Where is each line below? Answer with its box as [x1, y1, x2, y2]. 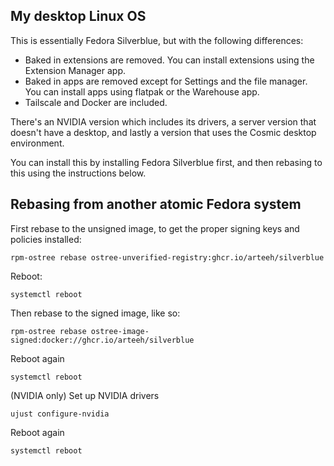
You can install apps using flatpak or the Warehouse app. [24, 85, 260, 98]
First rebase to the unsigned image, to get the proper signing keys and [10, 222, 300, 234]
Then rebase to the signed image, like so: [10, 307, 181, 319]
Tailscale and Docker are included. [24, 96, 168, 108]
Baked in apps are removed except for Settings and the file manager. [24, 75, 308, 87]
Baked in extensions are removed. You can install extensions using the [24, 54, 315, 66]
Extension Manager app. [24, 64, 127, 76]
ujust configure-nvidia [10, 409, 110, 419]
